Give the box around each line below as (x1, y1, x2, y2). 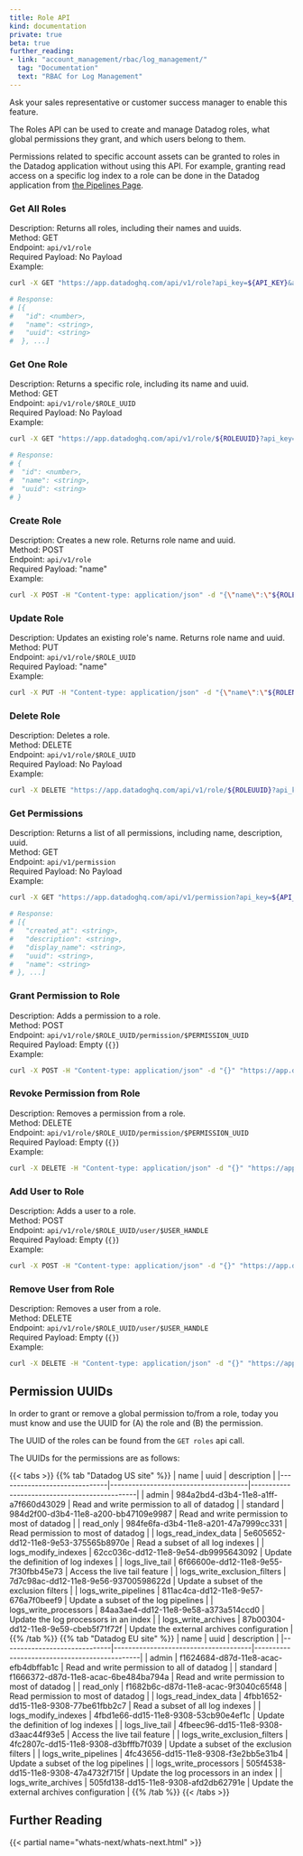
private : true (9, 30, 63, 39)
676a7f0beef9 (9, 1594, 63, 1605)
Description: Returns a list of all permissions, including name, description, (9, 828, 282, 839)
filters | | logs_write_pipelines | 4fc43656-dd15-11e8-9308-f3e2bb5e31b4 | (9, 1748, 289, 1759)
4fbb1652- (243, 1690, 282, 1702)
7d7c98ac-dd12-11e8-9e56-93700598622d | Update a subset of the (9, 1575, 263, 1586)
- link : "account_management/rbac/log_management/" (9, 55, 207, 64)
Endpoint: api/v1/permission (9, 857, 116, 868)
